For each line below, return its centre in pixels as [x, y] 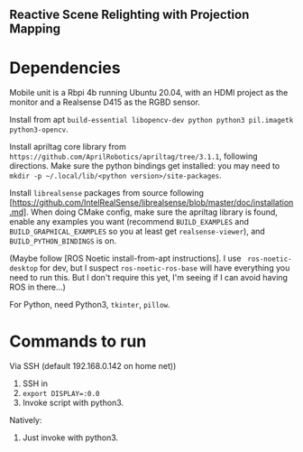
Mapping [35, 29]
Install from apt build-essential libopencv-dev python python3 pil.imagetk [151, 120]
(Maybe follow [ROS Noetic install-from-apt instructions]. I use [125, 258]
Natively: [26, 420]
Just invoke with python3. [70, 438]
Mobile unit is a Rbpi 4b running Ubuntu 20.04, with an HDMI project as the [149, 93]
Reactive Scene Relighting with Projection [129, 15]
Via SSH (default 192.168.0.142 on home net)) [93, 366]
